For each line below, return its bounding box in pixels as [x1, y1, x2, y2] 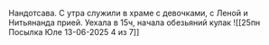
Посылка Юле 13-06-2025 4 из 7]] [8, 27, 140, 37]
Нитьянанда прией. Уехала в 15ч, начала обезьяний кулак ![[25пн [8, 17, 261, 28]
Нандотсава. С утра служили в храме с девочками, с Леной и [8, 8, 249, 18]
